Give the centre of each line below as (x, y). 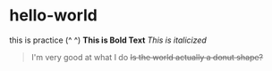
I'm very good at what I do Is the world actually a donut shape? (147, 57)
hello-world (54, 16)
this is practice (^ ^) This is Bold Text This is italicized (108, 40)
